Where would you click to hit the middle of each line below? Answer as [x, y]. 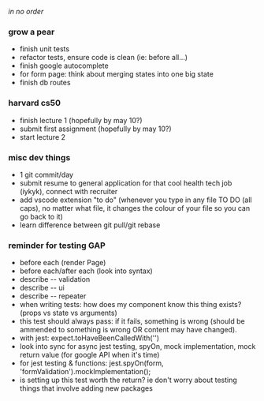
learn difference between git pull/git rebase [90, 225]
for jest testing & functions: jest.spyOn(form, [91, 363]
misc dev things [39, 157]
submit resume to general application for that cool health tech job [126, 183]
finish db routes [45, 83]
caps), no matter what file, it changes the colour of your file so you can [135, 208]
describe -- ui [42, 288]
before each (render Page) [63, 263]
